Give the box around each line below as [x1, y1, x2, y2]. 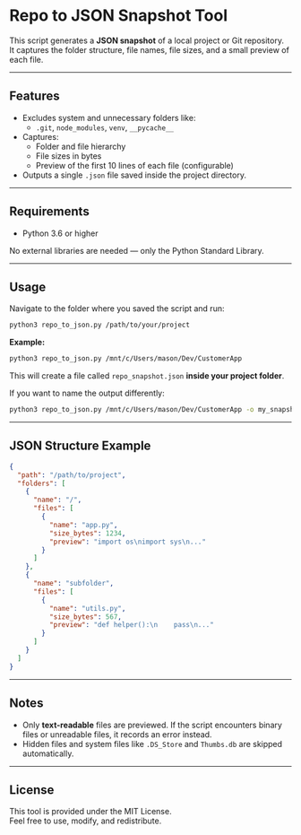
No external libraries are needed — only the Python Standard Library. [9, 245, 264, 256]
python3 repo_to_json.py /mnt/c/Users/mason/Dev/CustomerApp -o [9, 405, 254, 414]
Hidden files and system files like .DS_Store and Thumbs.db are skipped [21, 738, 283, 749]
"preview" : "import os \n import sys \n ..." [48, 537, 206, 546]
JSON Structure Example [9, 439, 151, 454]
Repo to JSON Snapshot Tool [9, 5, 228, 26]
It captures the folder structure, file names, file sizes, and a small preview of [9, 44, 289, 55]
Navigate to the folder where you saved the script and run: [9, 303, 225, 314]
